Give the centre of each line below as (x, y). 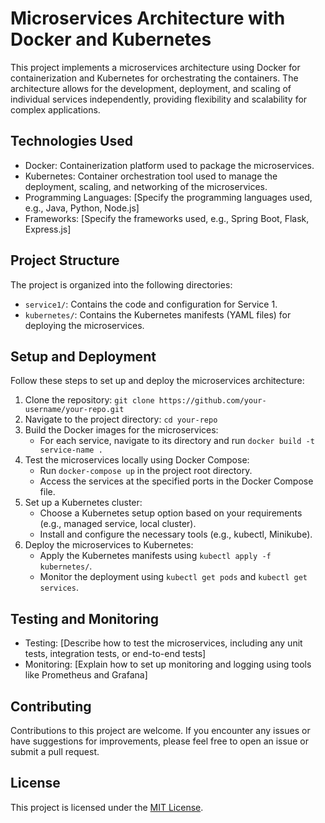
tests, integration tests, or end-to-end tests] (115, 654)
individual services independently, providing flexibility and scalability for (159, 99)
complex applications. (55, 109)
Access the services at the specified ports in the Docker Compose (176, 481)
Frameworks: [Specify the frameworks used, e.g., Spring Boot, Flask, (167, 218)
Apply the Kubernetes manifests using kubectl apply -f (155, 556)
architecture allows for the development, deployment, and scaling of (151, 88)
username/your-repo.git (74, 410)
